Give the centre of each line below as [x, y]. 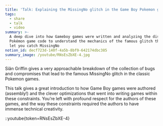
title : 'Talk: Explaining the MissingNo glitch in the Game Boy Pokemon [80, 9]
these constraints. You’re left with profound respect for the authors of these [81, 99]
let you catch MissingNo [34, 46]
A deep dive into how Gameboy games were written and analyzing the [80, 37]
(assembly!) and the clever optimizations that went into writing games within [81, 93]
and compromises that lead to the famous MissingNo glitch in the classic [78, 74]
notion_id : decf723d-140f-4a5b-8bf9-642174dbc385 [56, 50]
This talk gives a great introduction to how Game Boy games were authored [81, 89]
